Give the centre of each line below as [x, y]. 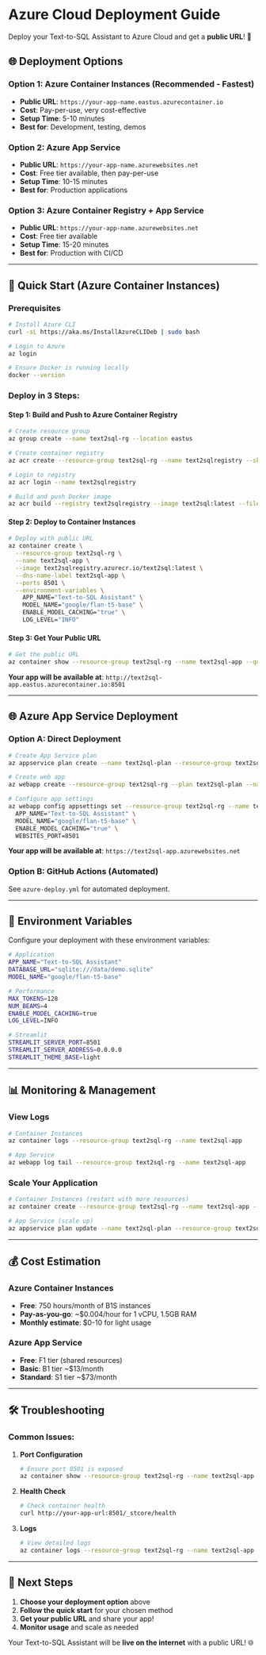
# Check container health [62, 1506]
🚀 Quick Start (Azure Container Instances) [114, 285]
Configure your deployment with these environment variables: [109, 940]
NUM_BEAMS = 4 [28, 1006]
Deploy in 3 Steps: [44, 396]
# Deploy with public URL [51, 539]
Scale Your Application [53, 1183]
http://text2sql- [134, 677]
